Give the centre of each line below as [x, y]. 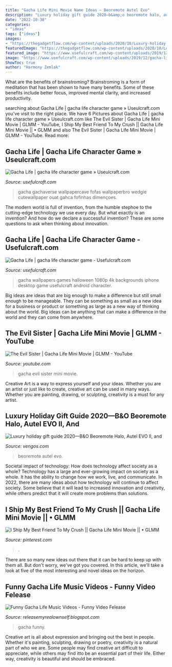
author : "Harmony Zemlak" [33, 67]
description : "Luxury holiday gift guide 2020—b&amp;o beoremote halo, [83, 15]
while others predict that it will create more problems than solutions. [77, 494]
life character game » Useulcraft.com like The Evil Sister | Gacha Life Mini [83, 119]
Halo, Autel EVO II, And [42, 424]
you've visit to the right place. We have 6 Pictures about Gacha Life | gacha [85, 114]
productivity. [19, 99]
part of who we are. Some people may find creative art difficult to [74, 648]
